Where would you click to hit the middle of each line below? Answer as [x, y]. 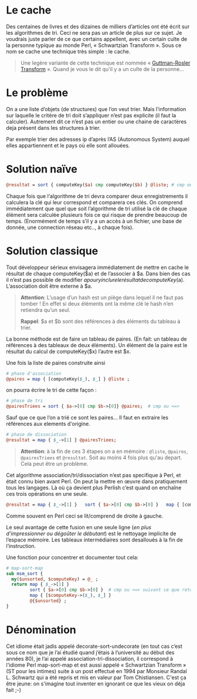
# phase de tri [25, 401]
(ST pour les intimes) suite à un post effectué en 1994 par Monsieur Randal [97, 671]
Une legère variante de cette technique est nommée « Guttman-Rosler [105, 63]
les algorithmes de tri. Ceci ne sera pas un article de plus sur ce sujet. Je [94, 32]
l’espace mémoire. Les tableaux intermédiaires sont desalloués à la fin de [94, 540]
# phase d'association [34, 374]
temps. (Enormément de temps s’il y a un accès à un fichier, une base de [94, 221]
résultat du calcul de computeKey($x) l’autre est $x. [69, 351]
